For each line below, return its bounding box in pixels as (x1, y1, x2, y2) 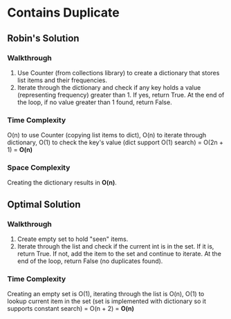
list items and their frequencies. (17, 76, 107, 84)
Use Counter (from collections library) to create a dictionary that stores (17, 68, 220, 77)
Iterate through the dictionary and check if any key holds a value (17, 83, 201, 91)
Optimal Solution (7, 198, 81, 210)
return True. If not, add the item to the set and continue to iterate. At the (17, 250, 221, 258)
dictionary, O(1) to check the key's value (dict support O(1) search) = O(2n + (7, 138, 223, 146)
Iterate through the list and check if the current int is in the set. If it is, (17, 242, 214, 251)
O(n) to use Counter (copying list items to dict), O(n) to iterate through (7, 131, 207, 139)
